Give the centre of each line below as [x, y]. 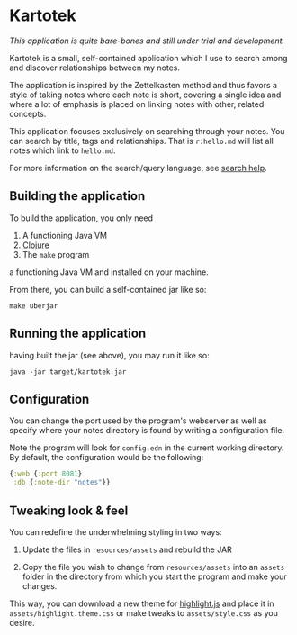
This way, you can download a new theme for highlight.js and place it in [142, 603]
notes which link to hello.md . [63, 150]
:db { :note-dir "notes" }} [62, 483]
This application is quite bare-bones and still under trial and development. [147, 41]
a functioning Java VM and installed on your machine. [109, 272]
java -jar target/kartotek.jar [68, 372]
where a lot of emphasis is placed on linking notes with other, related [137, 104]
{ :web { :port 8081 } [46, 474]
